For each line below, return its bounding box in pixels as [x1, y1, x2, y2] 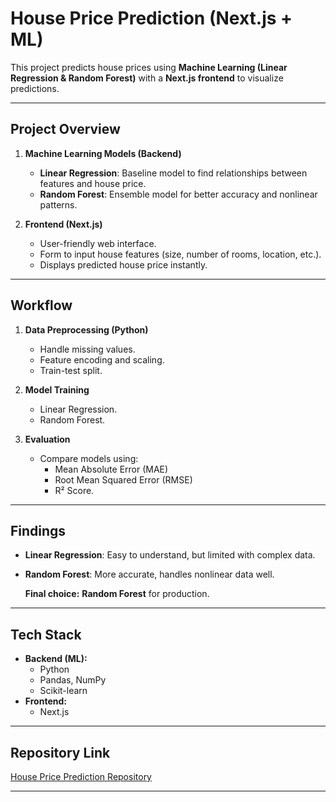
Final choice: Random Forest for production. [24, 588, 210, 600]
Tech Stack [10, 626, 82, 643]
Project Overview [10, 121, 121, 138]
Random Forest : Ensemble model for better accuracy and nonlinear [39, 188, 318, 200]
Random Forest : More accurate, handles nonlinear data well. [24, 568, 275, 581]
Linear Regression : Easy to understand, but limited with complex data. [24, 549, 316, 561]
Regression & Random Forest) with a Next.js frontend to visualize [10, 72, 284, 84]
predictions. [10, 82, 60, 94]
